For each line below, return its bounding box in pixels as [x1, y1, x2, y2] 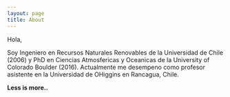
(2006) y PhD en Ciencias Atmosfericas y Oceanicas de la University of [7, 55, 210, 64]
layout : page [7, 10, 45, 17]
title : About [7, 16, 45, 23]
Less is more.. [7, 83, 48, 92]
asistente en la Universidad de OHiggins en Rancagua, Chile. [7, 70, 179, 79]
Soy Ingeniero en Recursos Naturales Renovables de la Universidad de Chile [7, 48, 224, 57]
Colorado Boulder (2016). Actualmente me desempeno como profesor [7, 63, 205, 71]
